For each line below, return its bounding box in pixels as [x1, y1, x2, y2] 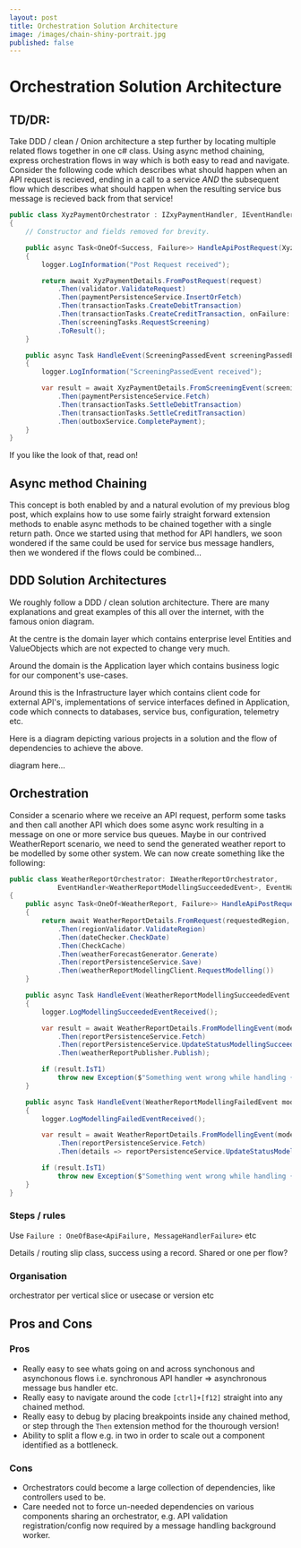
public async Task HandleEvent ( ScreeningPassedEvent [25, 350, 227, 359]
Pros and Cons [9, 1316, 92, 1331]
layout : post [9, 13, 58, 22]
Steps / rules [9, 1209, 66, 1222]
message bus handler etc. [21, 1382, 119, 1393]
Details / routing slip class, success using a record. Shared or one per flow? [9, 1247, 288, 1258]
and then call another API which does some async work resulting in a [9, 819, 264, 830]
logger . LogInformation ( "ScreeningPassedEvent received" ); [41, 368, 262, 376]
